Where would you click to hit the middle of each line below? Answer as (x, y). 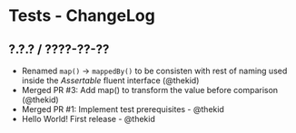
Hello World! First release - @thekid (89, 119)
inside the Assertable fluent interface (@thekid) (110, 81)
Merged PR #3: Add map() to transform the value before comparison (150, 90)
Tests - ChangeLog (82, 16)
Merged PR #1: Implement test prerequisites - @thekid (123, 109)
